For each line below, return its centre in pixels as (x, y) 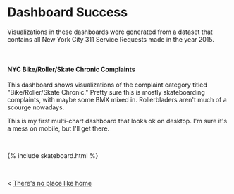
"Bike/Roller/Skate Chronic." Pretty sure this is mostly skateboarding (106, 92)
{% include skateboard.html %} (53, 156)
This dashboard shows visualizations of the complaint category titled (107, 85)
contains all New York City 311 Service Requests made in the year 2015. (111, 39)
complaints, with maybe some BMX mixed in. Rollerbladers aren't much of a (117, 100)
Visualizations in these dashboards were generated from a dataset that (110, 32)
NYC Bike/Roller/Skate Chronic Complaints (71, 69)
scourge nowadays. (36, 107)
